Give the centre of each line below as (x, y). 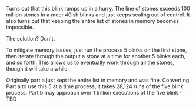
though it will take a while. (38, 69)
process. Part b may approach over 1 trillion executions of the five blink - (94, 93)
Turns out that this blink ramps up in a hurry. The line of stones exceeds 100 (98, 9)
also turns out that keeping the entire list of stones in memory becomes (93, 21)
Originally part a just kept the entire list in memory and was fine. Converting (98, 80)
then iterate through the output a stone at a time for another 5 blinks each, (96, 56)
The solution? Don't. (31, 39)
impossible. (20, 27)
